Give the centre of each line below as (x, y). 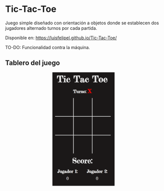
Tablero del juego (33, 63)
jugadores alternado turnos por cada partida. (51, 28)
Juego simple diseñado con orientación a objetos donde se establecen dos (82, 23)
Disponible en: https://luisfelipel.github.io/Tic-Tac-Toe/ (61, 38)
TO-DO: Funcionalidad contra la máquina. (48, 47)
